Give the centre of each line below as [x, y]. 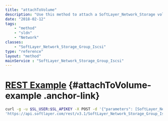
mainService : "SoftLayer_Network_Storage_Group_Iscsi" [64, 61]
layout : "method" [23, 56]
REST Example [36, 85]
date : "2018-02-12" [25, 19]
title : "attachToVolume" [31, 10]
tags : [11, 24]
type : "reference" [24, 51]
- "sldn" [23, 33]
